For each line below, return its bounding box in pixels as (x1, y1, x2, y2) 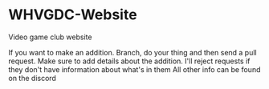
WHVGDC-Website (8, 6, 138, 24)
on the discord (8, 73, 56, 83)
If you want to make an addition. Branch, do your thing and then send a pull (8, 47, 257, 57)
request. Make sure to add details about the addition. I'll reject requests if (8, 56, 251, 66)
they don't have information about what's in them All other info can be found (8, 64, 261, 74)
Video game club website (8, 32, 92, 42)
